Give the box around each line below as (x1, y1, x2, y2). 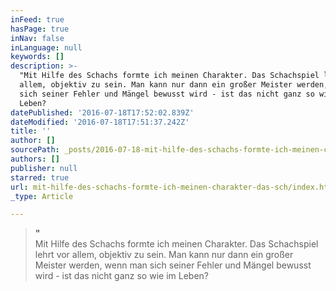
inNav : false (10, 33, 65, 43)
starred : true (10, 172, 70, 183)
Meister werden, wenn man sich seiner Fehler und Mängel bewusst (34, 259, 312, 271)
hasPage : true (10, 24, 70, 34)
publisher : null (10, 163, 78, 173)
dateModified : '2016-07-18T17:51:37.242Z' (10, 117, 190, 127)
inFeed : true (10, 14, 65, 25)
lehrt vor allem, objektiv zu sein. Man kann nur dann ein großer (34, 249, 294, 261)
